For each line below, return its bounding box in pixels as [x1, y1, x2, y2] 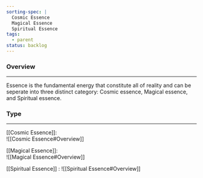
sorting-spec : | [6, 8, 47, 15]
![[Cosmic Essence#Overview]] [6, 135, 85, 142]
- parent [11, 37, 34, 43]
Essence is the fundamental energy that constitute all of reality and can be [6, 82, 192, 89]
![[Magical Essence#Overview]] [6, 153, 85, 161]
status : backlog [6, 43, 47, 49]
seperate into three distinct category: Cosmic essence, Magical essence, [6, 88, 188, 95]
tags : [6, 31, 20, 37]
